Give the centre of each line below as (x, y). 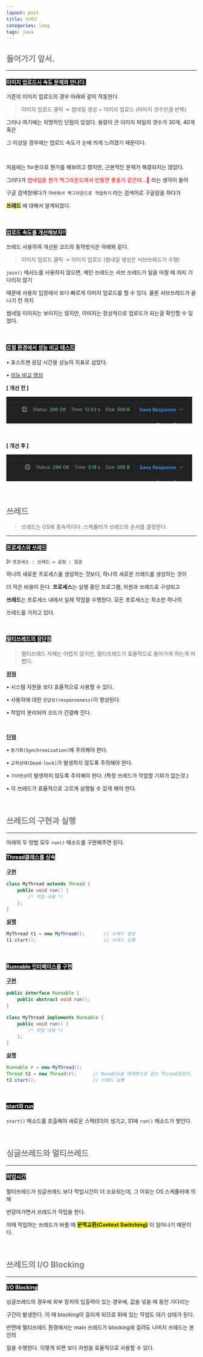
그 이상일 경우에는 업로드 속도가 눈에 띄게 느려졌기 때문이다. (76, 143)
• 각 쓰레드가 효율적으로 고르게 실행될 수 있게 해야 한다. (71, 788)
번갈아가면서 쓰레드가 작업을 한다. (46, 1212)
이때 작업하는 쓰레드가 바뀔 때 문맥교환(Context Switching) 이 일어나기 (91, 1225)
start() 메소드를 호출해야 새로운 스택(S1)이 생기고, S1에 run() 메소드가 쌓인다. (99, 1121)
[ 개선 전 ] (18, 388)
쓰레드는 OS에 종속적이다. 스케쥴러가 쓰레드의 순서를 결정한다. (94, 527)
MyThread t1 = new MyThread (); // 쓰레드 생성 (71, 934)
